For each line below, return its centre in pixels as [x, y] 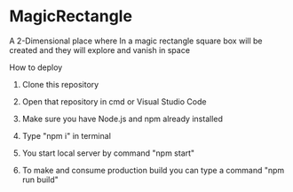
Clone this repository [60, 84]
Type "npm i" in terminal [66, 135]
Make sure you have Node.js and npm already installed [123, 119]
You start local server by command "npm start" [108, 153]
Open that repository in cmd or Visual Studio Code [114, 101]
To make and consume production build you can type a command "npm [153, 170]
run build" [40, 180]
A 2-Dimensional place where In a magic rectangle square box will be [136, 41]
